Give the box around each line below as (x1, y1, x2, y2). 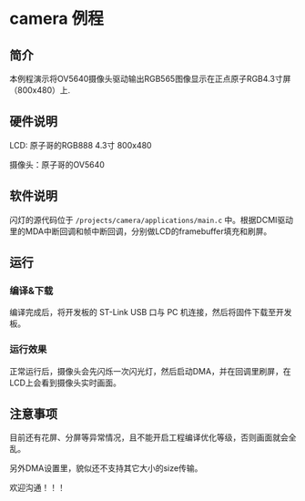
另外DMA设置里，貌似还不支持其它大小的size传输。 (9, 463, 203, 474)
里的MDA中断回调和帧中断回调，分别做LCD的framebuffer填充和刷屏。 (9, 225, 272, 237)
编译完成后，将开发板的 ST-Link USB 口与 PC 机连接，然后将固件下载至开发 (9, 307, 293, 318)
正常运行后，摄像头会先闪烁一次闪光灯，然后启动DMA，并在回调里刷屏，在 (9, 365, 291, 376)
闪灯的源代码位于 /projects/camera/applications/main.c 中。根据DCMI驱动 (9, 214, 294, 225)
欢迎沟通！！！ (9, 482, 66, 493)
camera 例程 (9, 8, 105, 29)
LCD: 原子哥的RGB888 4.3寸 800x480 (9, 139, 152, 150)
